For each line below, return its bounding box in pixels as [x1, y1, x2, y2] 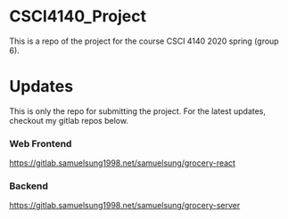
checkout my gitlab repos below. [9, 115, 129, 126]
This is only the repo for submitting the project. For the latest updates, [9, 105, 266, 117]
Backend [9, 180, 49, 192]
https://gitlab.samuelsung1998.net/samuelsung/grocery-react [9, 158, 236, 168]
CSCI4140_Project [9, 6, 147, 27]
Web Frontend [9, 137, 72, 150]
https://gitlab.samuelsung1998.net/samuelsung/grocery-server [9, 200, 241, 211]
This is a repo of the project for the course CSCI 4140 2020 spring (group [9, 36, 279, 46]
